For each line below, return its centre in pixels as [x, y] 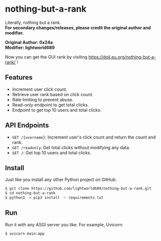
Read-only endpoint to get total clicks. [50, 105]
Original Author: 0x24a [29, 42]
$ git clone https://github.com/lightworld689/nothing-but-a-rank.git [78, 189]
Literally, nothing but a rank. [33, 22]
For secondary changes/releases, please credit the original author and [78, 27]
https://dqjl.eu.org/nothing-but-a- [122, 57]
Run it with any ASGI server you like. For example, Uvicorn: [64, 224]
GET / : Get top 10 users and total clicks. [52, 153]
